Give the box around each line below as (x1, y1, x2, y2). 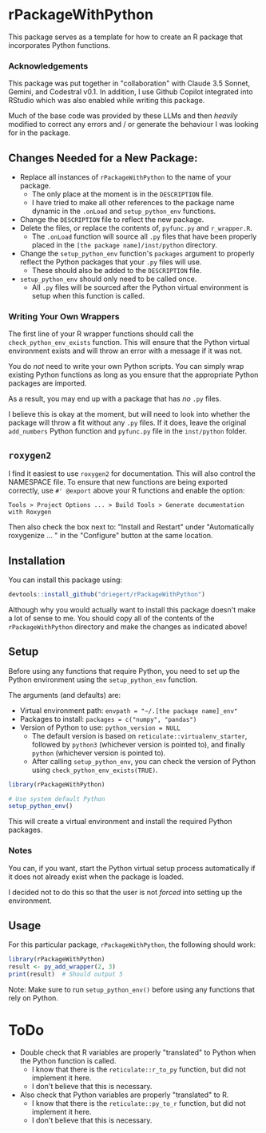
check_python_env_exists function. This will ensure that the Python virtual (8, 338, 250, 347)
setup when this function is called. (31, 291, 145, 301)
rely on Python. (8, 993, 58, 1003)
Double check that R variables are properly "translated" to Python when (19, 1048, 256, 1057)
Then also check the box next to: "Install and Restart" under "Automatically (8, 522, 254, 532)
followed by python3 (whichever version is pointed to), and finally (31, 739, 245, 749)
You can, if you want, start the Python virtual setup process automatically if (8, 863, 256, 873)
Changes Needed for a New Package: (8, 151, 198, 164)
